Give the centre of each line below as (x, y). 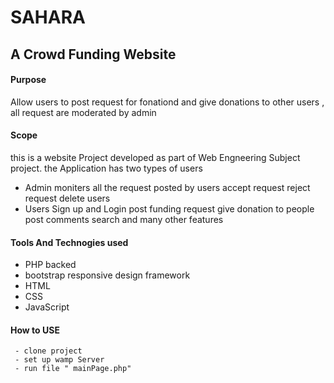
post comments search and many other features (124, 219)
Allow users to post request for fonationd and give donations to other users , (167, 102)
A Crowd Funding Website (93, 54)
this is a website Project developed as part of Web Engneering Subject (155, 157)
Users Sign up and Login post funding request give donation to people (169, 208)
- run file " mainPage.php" (73, 369)
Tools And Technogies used (69, 242)
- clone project (48, 351)
